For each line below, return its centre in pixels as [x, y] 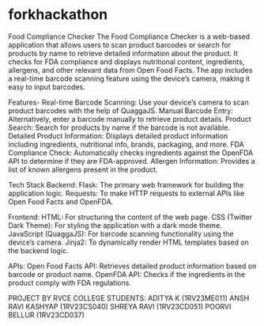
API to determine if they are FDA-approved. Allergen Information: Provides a [132, 161]
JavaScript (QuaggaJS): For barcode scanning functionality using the [121, 233]
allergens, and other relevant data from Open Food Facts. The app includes [130, 70]
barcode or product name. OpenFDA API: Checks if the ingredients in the [127, 274]
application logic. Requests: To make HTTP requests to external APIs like [126, 193]
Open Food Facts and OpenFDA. [61, 201]
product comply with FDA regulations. [70, 282]
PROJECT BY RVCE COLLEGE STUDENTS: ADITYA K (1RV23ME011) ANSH [129, 298]
